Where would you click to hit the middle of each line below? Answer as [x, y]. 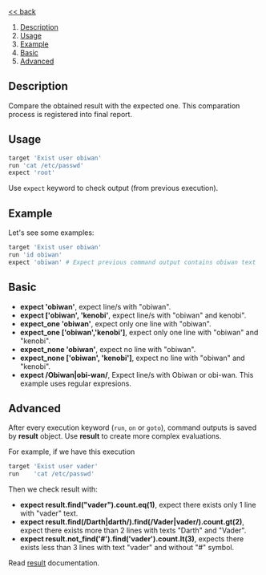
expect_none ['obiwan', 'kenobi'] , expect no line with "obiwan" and [133, 358]
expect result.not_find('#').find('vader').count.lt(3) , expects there [132, 539]
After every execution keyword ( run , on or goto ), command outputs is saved [133, 427]
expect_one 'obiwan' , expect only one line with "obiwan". [115, 323]
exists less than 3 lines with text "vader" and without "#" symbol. [127, 548]
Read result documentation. [54, 563]
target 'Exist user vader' [53, 467]
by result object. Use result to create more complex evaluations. [115, 436]
